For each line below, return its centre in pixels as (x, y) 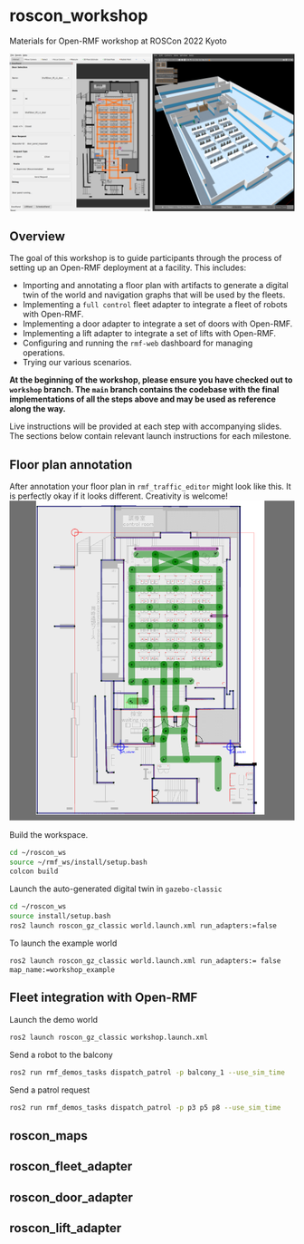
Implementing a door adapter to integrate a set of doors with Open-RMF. (157, 324)
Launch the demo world (53, 1019)
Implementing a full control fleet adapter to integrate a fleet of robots (155, 305)
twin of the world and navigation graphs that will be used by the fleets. (154, 295)
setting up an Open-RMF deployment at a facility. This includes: (128, 267)
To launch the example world (63, 943)
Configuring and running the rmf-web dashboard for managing (138, 343)
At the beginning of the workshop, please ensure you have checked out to (151, 380)
